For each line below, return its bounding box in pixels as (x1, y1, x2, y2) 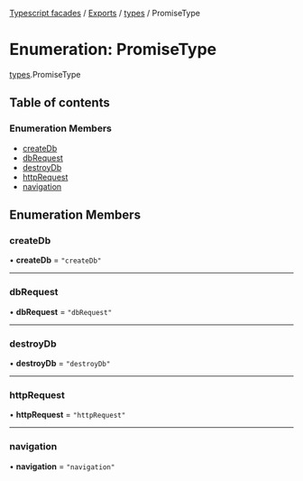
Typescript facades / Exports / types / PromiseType (9, 8, 201, 18)
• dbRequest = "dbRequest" (9, 306, 113, 317)
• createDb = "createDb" (9, 254, 102, 265)
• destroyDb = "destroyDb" (9, 357, 111, 368)
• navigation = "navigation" (9, 460, 115, 472)
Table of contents (9, 95, 110, 111)
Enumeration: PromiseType (9, 40, 217, 60)
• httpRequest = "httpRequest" (9, 410, 126, 421)
